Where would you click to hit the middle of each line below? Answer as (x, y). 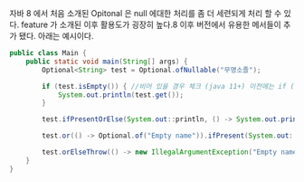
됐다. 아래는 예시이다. (56, 36)
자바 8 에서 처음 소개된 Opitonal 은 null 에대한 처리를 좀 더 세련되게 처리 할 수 (146, 13)
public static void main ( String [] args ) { (107, 62)
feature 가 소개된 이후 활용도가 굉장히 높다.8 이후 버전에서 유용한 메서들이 (152, 24)
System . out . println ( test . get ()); (120, 95)
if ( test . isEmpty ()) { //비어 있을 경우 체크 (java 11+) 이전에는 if (164, 86)
